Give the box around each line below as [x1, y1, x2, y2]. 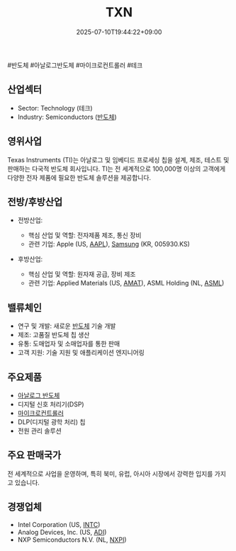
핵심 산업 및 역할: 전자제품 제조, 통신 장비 [28, 231, 142, 239]
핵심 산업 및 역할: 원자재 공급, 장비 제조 [28, 270, 136, 278]
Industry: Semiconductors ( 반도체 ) [17, 113, 117, 121]
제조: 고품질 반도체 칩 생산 [17, 331, 90, 339]
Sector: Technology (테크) [17, 103, 94, 112]
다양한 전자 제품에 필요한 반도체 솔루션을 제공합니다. [7, 173, 151, 181]
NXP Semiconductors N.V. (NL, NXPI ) [17, 535, 127, 544]
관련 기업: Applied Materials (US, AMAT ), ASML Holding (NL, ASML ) [28, 279, 225, 288]
